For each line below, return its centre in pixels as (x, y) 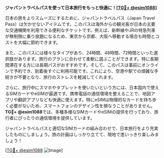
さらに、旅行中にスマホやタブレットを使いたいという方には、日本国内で (78, 88)
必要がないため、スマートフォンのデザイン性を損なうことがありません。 (82, 106)
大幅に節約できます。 (39, 42)
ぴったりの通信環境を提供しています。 (56, 118)
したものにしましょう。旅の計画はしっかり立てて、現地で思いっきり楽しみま (82, 134)
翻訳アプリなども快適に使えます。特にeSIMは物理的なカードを (81, 100)
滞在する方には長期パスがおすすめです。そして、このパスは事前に (75, 65)
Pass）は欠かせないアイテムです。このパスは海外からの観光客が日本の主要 (80, 24)
